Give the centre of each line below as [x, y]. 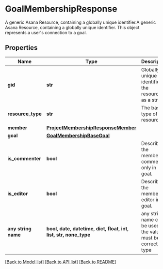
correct [149, 244]
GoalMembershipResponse [61, 9]
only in [149, 167]
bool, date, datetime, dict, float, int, [88, 228]
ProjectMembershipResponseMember [91, 128]
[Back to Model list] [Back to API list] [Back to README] [61, 262]
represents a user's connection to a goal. [46, 32]
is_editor [18, 194]
